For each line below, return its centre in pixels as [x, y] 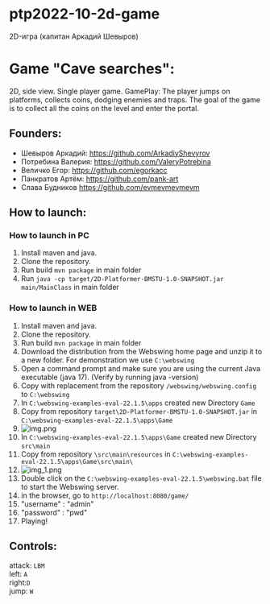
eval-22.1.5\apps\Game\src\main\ [77, 461]
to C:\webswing [45, 394]
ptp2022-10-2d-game [85, 14]
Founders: [35, 134]
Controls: [33, 546]
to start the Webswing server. [70, 486]
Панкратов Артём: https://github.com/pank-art [100, 179]
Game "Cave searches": [92, 69]
